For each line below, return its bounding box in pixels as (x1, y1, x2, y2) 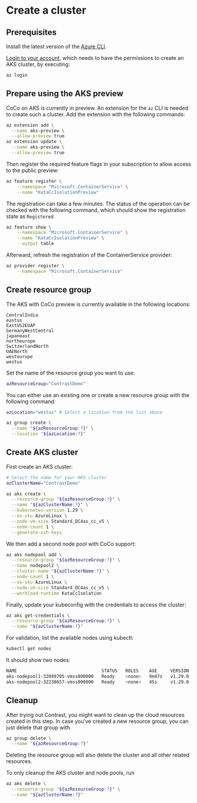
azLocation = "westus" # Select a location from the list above (6, 409, 163, 415)
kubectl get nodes (6, 646, 51, 652)
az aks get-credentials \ (6, 612, 70, 618)
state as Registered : (6, 212, 55, 220)
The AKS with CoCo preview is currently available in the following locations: (6, 300, 191, 307)
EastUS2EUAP (6, 322, 35, 328)
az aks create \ (6, 491, 46, 497)
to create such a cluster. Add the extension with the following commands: (6, 110, 185, 118)
